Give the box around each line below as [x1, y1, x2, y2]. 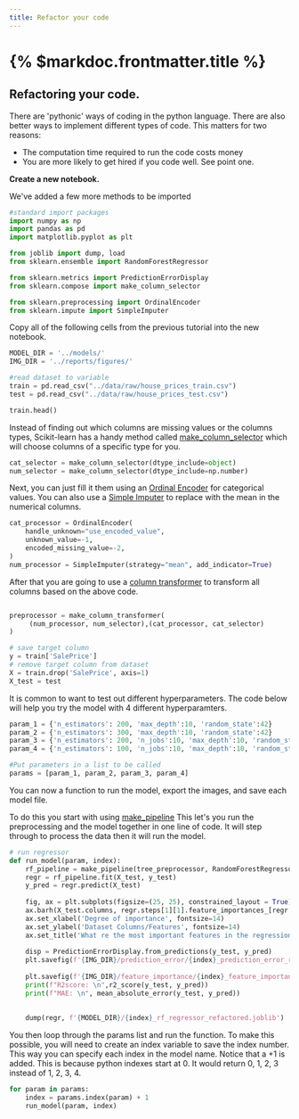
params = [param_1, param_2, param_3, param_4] [9, 769, 190, 778]
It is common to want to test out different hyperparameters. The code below [9, 693, 287, 703]
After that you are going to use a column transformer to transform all [9, 576, 260, 587]
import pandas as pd [9, 225, 86, 234]
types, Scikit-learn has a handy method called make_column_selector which [9, 432, 287, 442]
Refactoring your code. [9, 86, 141, 103]
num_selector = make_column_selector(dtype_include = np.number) [9, 466, 249, 475]
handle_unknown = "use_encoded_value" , [25, 527, 166, 536]
